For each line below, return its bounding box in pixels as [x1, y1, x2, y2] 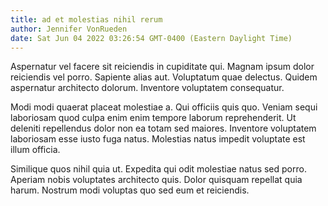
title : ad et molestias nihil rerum [10, 14, 163, 25]
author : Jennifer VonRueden [10, 24, 128, 34]
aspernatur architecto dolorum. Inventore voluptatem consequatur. [10, 82, 285, 94]
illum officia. [10, 144, 61, 156]
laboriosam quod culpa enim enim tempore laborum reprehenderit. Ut [10, 112, 297, 124]
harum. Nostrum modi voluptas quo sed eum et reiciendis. [10, 184, 250, 196]
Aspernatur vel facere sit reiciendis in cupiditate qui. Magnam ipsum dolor [10, 61, 315, 73]
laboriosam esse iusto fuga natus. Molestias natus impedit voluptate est [10, 133, 306, 145]
